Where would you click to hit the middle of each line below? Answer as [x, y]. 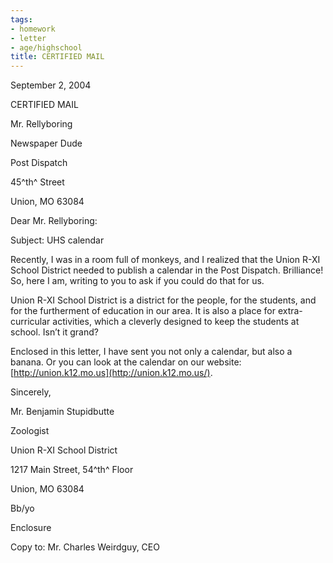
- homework [33, 29]
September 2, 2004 [51, 85]
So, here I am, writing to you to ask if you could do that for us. [137, 281]
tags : [21, 19]
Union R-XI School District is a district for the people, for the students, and [163, 300]
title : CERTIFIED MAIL [57, 57]
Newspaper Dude [46, 143]
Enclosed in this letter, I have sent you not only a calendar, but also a [151, 352]
